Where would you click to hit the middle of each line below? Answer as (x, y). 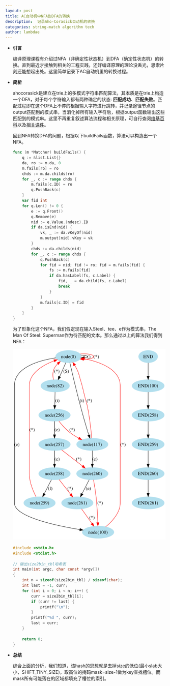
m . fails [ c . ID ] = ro (52, 185)
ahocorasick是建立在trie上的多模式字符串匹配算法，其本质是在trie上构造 (88, 93)
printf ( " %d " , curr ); (54, 618)
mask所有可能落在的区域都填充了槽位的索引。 (61, 678)
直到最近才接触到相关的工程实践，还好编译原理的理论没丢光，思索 (91, 65)
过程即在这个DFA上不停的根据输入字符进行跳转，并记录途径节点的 (86, 106)
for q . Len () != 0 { (43, 206)
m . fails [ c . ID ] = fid (62, 303)
